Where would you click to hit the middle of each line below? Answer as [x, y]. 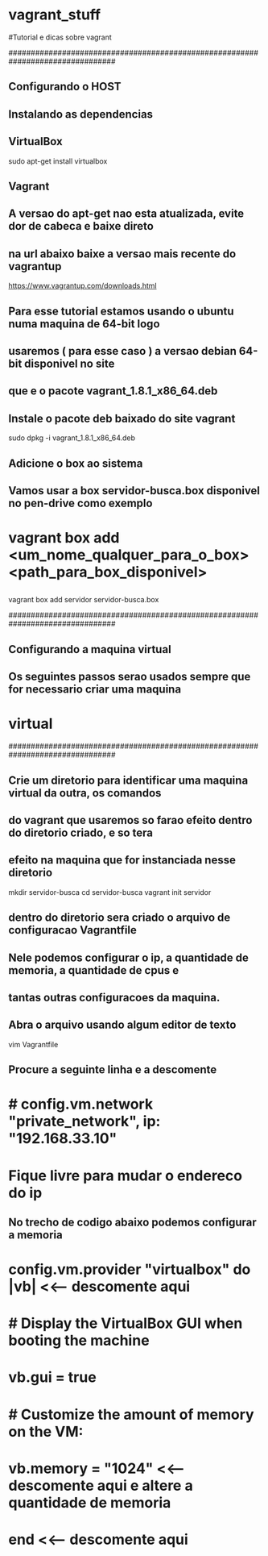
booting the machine [79, 1341]
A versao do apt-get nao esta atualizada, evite [126, 214]
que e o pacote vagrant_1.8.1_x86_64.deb [113, 391]
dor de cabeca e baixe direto [81, 226]
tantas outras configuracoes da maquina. [114, 997]
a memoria [35, 1235]
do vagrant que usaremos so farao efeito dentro [130, 820]
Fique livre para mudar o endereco [126, 1175]
